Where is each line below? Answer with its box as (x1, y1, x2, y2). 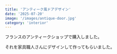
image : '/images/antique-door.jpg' (5, 16, 77, 21)
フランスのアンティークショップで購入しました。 (5, 34, 102, 40)
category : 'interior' (5, 20, 49, 25)
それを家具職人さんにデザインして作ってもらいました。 (5, 44, 115, 50)
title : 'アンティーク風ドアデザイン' (5, 7, 71, 12)
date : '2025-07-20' (5, 11, 44, 16)
